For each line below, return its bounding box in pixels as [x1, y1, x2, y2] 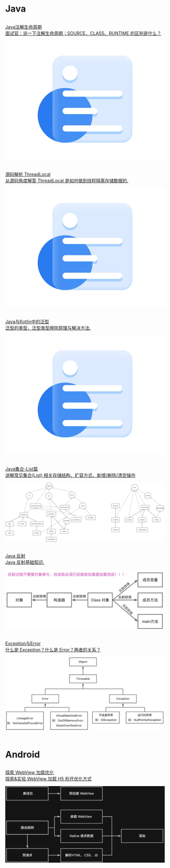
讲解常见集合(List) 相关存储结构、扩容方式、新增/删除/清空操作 [5, 472, 136, 478]
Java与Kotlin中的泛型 [5, 318, 50, 324]
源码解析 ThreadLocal [5, 171, 51, 177]
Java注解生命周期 [5, 24, 42, 30]
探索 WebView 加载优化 [5, 769, 54, 775]
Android [5, 749, 40, 760]
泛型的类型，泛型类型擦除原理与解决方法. [5, 325, 91, 331]
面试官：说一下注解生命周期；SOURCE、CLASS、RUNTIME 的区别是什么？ [5, 30, 162, 36]
